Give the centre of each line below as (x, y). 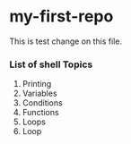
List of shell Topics (51, 64)
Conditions (42, 103)
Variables (39, 93)
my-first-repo (61, 17)
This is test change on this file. (66, 41)
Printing (37, 84)
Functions (41, 113)
